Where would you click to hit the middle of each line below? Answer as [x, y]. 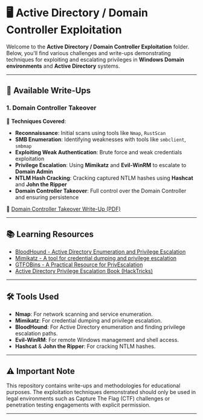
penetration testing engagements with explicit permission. [79, 405]
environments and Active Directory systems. [63, 66]
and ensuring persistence [47, 197]
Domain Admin [34, 171]
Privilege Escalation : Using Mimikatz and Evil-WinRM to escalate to [101, 165]
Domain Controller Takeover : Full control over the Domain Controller [101, 191]
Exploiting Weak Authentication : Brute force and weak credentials [98, 152]
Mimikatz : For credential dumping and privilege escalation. [89, 321]
